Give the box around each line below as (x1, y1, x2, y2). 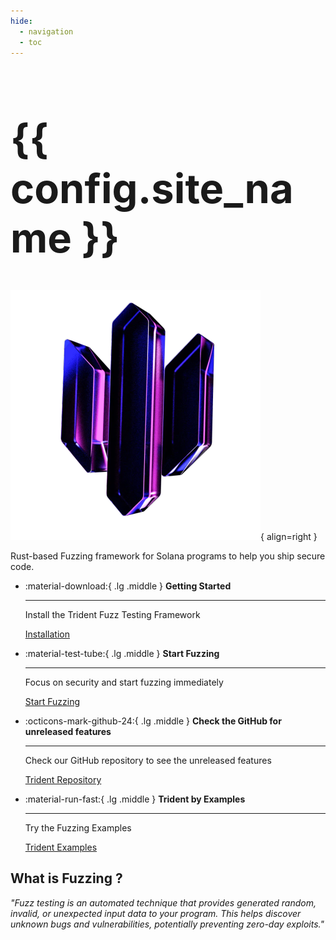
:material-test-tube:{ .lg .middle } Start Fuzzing (24, 647, 220, 659)
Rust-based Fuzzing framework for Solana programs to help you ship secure (10, 550, 326, 562)
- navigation (19, 26, 74, 37)
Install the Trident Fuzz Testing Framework (24, 608, 201, 620)
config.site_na (10, 163, 294, 214)
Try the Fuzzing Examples (24, 821, 132, 834)
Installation (24, 628, 71, 640)
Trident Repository (24, 773, 102, 785)
